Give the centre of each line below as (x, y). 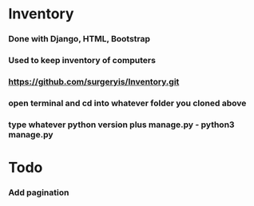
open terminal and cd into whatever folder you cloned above (127, 103)
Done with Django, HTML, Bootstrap (79, 39)
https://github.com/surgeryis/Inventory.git (94, 81)
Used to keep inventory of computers (82, 61)
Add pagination (39, 192)
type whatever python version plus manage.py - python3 (121, 125)
